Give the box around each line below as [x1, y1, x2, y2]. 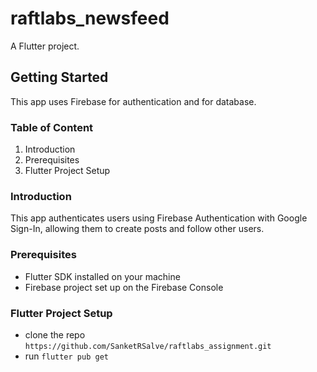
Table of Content [10, 120, 94, 134]
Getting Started [10, 69, 109, 86]
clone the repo [24, 328, 86, 341]
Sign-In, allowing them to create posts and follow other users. [10, 223, 265, 235]
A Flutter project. [10, 40, 80, 52]
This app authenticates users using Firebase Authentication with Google [10, 212, 308, 224]
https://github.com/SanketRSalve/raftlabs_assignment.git [24, 341, 272, 351]
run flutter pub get [24, 350, 109, 362]
